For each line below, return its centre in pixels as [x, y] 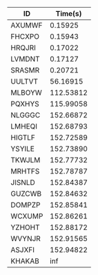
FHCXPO [25, 36]
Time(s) [69, 13]
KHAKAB [25, 261]
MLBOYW [27, 93]
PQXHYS [25, 104]
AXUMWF [27, 25]
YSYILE [22, 149]
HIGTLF [23, 137]
